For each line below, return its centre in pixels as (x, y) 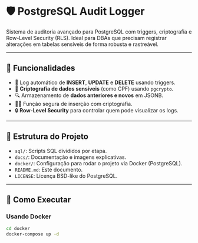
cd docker (18, 229)
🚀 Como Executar (39, 200)
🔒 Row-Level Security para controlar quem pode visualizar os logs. (96, 110)
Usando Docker (29, 217)
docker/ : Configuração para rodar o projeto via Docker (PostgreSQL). (98, 163)
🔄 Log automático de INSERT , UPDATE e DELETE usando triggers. (95, 82)
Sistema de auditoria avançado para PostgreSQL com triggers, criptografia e (99, 31)
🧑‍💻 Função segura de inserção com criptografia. (73, 104)
